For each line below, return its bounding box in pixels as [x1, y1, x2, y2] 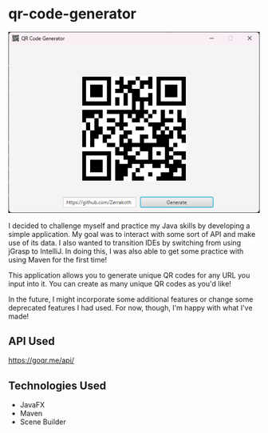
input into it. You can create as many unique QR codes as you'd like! [8, 279, 231, 288]
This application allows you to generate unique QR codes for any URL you [8, 270, 250, 280]
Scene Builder [19, 417, 66, 427]
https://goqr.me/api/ [8, 355, 74, 365]
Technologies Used [8, 379, 106, 392]
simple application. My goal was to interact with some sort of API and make [8, 229, 256, 239]
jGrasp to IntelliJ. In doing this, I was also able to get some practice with [8, 246, 244, 256]
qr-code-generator [8, 5, 137, 23]
